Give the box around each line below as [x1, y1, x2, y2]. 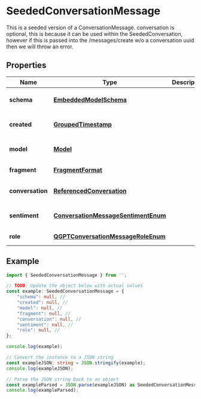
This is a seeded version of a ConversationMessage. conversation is [6, 24, 175, 31]
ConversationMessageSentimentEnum [53, 211, 166, 219]
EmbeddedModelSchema [53, 96, 127, 104]
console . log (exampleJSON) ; [6, 366, 74, 372]
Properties [6, 60, 47, 70]
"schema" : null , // [17, 294, 66, 300]
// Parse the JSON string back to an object [6, 376, 119, 382]
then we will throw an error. [6, 43, 74, 50]
